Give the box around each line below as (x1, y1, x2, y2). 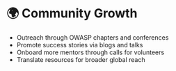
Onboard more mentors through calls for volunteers (16, 48, 165, 56)
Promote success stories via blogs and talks (16, 40, 143, 49)
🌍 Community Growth (6, 6, 138, 22)
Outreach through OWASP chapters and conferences (16, 33, 169, 42)
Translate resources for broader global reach (16, 55, 145, 63)
